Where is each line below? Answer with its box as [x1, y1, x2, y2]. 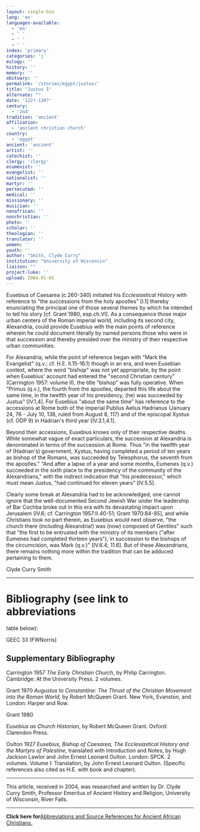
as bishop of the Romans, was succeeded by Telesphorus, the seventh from [6, 454, 193, 461]
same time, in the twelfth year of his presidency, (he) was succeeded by [6, 391, 183, 398]
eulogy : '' [6, 58, 33, 64]
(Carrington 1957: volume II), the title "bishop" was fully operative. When [6, 379, 183, 386]
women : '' [6, 242, 31, 248]
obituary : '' [6, 75, 39, 81]
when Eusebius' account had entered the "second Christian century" [6, 372, 175, 379]
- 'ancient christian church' [11, 125, 86, 131]
